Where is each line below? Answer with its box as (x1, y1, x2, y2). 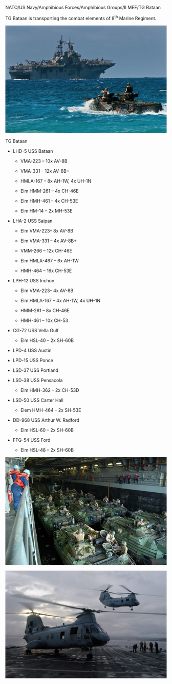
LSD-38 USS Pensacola (12, 377, 63, 384)
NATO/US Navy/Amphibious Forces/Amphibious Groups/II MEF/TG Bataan (5, 5, 161, 10)
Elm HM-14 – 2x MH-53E (20, 208, 73, 214)
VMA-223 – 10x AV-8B (20, 158, 68, 164)
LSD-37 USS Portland (12, 367, 59, 373)
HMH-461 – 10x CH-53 (20, 317, 68, 323)
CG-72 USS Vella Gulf (12, 328, 59, 334)
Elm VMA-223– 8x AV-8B (20, 228, 73, 234)
